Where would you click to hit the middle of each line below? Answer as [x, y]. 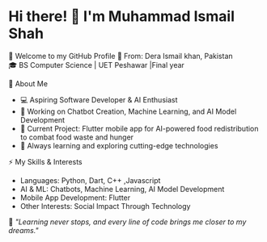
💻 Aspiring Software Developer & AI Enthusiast [99, 99]
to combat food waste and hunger [77, 137]
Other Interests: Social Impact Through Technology [105, 206]
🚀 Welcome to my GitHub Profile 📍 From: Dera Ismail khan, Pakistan [121, 56]
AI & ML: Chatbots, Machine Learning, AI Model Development [122, 189]
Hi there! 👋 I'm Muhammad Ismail [121, 17]
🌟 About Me [28, 83]
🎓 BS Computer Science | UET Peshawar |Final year [96, 65]
